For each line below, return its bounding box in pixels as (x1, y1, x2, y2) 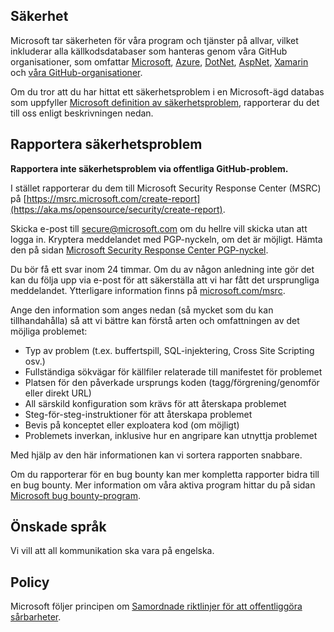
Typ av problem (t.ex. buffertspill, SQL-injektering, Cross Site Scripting (24, 344, 315, 356)
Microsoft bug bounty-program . (10, 489, 142, 501)
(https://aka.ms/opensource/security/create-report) (10, 203, 223, 215)
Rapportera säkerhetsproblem (10, 136, 203, 153)
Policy (10, 574, 50, 591)
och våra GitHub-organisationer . (10, 66, 143, 78)
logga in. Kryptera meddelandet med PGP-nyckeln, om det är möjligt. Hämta (10, 233, 323, 245)
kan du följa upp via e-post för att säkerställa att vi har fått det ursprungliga (10, 274, 320, 286)
